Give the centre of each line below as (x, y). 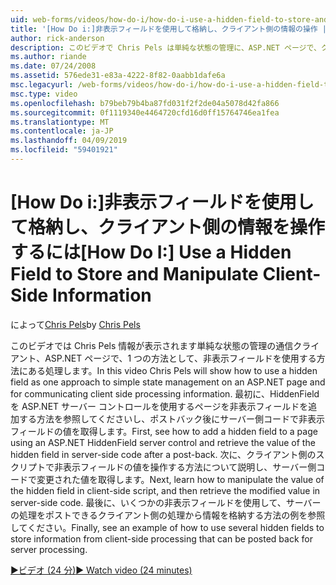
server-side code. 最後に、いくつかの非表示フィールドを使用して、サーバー (166, 502)
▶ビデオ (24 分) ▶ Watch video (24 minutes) (101, 570)
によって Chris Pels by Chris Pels (75, 324)
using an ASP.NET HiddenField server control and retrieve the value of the (163, 442)
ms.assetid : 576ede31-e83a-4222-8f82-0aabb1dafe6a (118, 76)
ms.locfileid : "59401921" (64, 150)
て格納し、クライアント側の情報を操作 (167, 227)
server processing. (49, 549)
